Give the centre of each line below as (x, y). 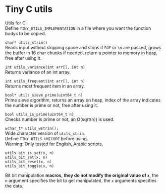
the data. (14, 186)
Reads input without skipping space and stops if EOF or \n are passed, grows (83, 47)
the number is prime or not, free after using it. (52, 105)
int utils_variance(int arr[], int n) (45, 67)
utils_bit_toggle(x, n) (30, 166)
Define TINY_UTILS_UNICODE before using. (47, 138)
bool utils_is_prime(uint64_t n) (40, 114)
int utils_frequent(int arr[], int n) (45, 81)
